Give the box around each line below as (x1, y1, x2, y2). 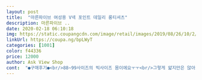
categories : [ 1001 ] (6, 43, 55, 49)
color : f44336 (6, 48, 42, 54)
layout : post (6, 8, 39, 15)
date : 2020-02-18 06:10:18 (6, 25, 74, 32)
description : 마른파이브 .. (6, 20, 70, 26)
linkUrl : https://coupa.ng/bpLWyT (6, 37, 93, 43)
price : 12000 (6, 54, 39, 60)
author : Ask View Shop (6, 59, 63, 65)
